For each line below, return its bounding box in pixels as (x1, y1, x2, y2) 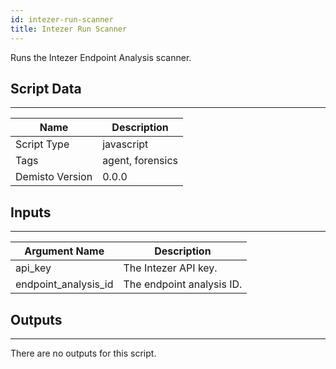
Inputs (10, 204, 52, 221)
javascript (102, 137, 149, 151)
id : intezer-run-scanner (10, 14, 114, 25)
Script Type (15, 137, 70, 151)
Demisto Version (15, 170, 93, 184)
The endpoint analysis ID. (123, 277, 243, 291)
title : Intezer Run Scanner (10, 24, 128, 34)
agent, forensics (102, 154, 179, 168)
